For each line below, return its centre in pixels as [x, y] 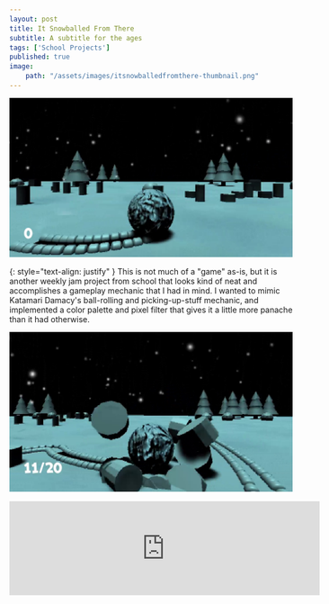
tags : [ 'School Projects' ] [60, 48]
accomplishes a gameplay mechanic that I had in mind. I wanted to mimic [145, 291]
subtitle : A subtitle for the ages [76, 38]
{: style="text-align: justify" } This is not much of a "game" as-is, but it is [143, 272]
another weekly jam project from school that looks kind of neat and [133, 281]
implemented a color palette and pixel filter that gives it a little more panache [151, 310]
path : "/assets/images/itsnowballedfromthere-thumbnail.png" [142, 77]
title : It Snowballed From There [72, 28]
